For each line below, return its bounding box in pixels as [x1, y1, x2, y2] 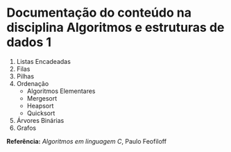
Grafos [16, 124, 36, 132]
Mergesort [26, 94, 58, 102]
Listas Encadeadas [16, 57, 71, 65]
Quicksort [26, 109, 55, 117]
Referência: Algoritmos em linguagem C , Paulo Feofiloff [6, 137, 167, 145]
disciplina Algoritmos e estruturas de [6, 19, 225, 35]
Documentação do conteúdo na [6, 5, 192, 21]
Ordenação [16, 79, 49, 87]
